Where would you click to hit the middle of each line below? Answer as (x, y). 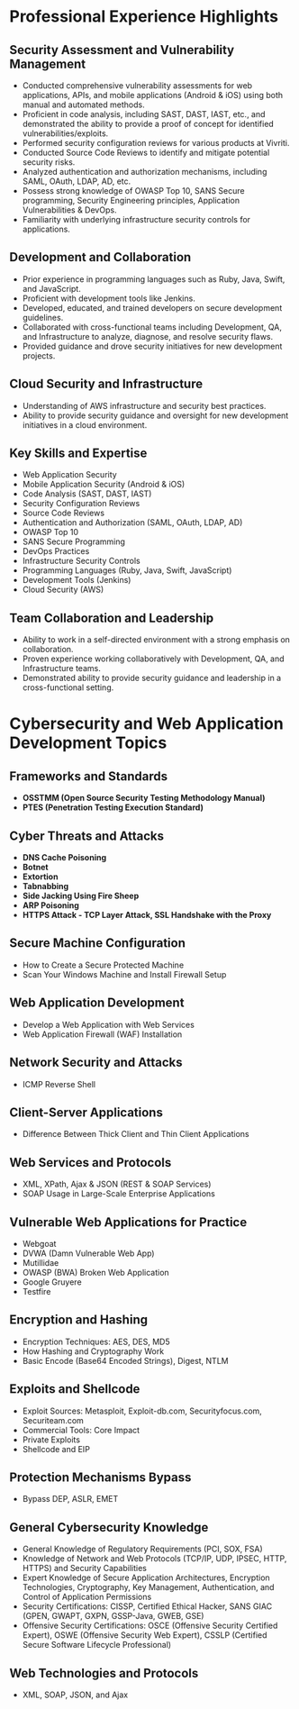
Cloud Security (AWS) (63, 590)
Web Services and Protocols (91, 1163)
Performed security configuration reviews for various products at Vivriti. (156, 143)
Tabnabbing (45, 886)
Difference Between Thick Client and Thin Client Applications (136, 1134)
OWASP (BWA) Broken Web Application (95, 1272)
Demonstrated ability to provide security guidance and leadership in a (152, 678)
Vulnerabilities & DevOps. (69, 210)
